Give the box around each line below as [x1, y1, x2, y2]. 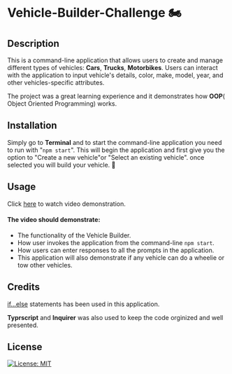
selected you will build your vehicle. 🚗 [7, 160, 116, 169]
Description [7, 37, 59, 49]
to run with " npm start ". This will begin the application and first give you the [7, 146, 225, 154]
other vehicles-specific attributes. [7, 78, 105, 87]
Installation [7, 120, 57, 132]
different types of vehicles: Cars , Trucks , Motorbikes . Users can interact [7, 64, 218, 71]
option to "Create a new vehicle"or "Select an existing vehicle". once [7, 153, 205, 161]
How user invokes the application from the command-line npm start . [17, 238, 215, 247]
